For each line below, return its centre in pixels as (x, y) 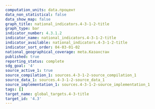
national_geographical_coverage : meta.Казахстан (57, 52)
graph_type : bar (22, 29)
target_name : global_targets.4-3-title (47, 94)
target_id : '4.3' (23, 98)
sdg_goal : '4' (20, 66)
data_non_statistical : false (36, 15)
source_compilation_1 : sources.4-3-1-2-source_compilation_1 (71, 75)
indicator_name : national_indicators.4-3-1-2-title (61, 38)
